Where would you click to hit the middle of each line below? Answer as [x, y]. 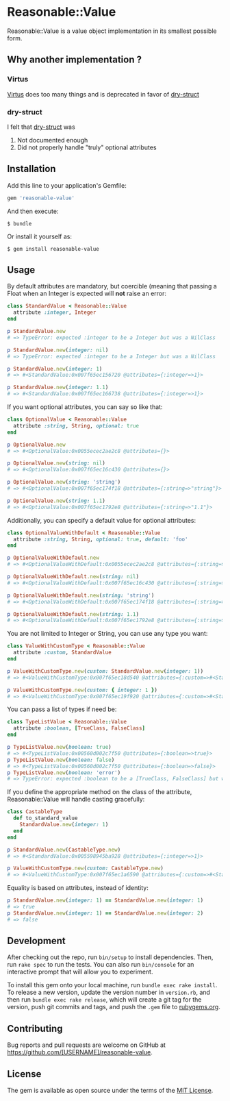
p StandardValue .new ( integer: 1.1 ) [58, 388]
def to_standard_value [46, 818]
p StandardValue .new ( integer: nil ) [58, 350]
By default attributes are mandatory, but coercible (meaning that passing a [112, 286]
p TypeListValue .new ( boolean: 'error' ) [64, 772]
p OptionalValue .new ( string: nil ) [56, 463]
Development [37, 941]
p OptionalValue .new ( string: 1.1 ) [56, 501]
